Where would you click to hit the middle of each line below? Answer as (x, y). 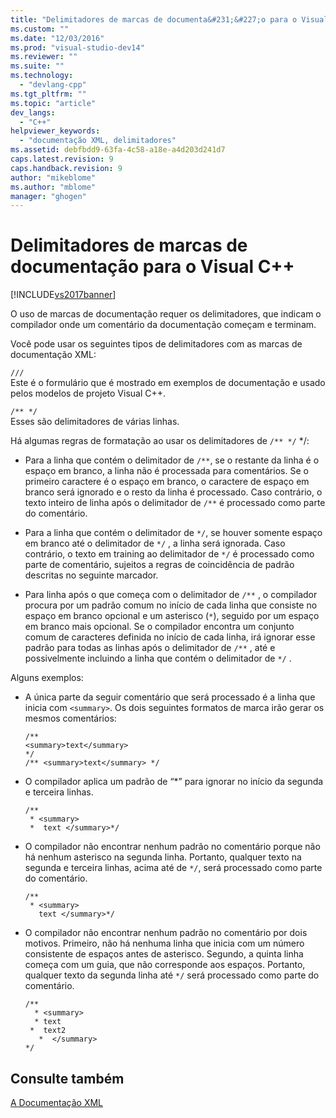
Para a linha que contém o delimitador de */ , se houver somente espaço (173, 533)
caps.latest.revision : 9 (62, 159)
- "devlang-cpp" (53, 85)
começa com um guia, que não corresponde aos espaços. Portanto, (165, 965)
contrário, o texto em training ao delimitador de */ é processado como (169, 554)
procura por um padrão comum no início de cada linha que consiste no (171, 605)
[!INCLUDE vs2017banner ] (63, 295)
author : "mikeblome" (53, 177)
